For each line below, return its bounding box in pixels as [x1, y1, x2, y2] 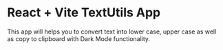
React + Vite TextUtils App [7, 5, 160, 21]
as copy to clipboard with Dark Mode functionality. [7, 34, 150, 42]
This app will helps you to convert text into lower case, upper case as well [7, 27, 217, 36]
